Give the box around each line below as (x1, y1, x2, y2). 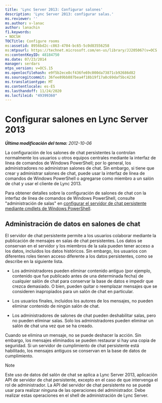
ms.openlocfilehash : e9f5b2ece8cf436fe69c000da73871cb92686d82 (5, 70, 136, 75)
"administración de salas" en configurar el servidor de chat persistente (5, 200, 147, 207)
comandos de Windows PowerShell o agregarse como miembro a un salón (5, 175, 154, 181)
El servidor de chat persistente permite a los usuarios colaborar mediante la (5, 233, 157, 238)
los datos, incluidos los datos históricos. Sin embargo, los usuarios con (5, 248, 147, 254)
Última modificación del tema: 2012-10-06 (5, 140, 92, 146)
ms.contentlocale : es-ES (5, 84, 55, 89)
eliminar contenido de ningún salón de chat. (12, 303, 100, 309)
